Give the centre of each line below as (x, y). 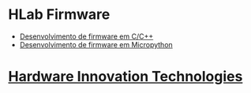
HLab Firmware (59, 15)
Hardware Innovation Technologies (126, 77)
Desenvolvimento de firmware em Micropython (96, 44)
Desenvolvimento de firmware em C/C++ (86, 36)
